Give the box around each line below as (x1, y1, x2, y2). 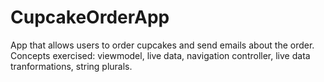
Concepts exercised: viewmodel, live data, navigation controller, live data (10, 49, 311, 61)
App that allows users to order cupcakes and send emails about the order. (10, 39, 315, 51)
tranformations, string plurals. (10, 60, 133, 72)
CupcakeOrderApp (10, 6, 170, 29)
